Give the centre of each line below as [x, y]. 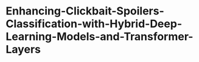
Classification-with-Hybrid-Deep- [94, 24]
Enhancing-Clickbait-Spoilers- [85, 11]
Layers [23, 50]
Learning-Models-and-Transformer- [100, 37]
